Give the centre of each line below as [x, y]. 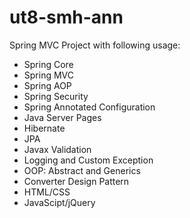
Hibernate [44, 128]
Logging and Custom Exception [88, 160]
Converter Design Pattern [76, 181]
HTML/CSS [47, 192]
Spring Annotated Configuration [89, 107]
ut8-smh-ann [66, 17]
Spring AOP [47, 85]
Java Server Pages [62, 117]
